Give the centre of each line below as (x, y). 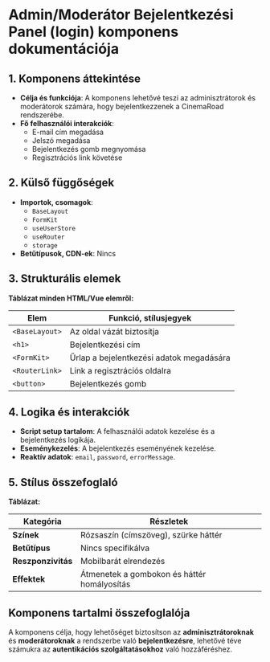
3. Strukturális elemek (65, 279)
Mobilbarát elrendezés (123, 562)
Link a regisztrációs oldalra (120, 370)
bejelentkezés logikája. (58, 440)
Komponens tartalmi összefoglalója (99, 613)
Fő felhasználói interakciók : (67, 123)
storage (45, 245)
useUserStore (54, 228)
